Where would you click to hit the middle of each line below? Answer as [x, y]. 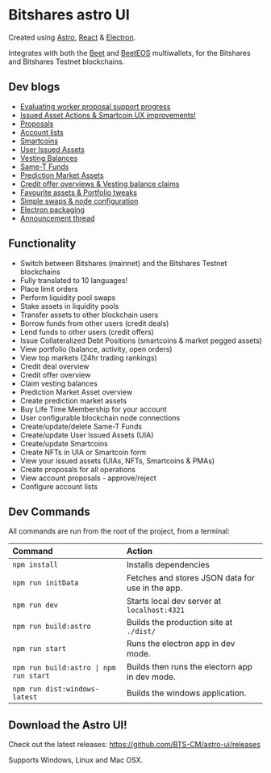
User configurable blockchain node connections [100, 417]
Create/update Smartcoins [64, 443]
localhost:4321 [156, 610]
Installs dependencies [168, 565]
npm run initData [46, 583]
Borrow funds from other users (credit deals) [94, 323]
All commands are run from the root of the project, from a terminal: [119, 531]
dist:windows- [72, 689]
